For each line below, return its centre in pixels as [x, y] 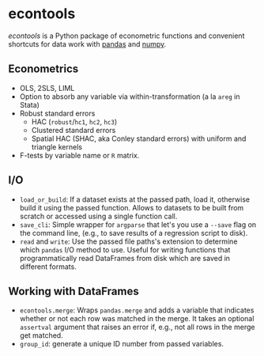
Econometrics [43, 69]
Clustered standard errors [74, 130]
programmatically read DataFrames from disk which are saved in [125, 258]
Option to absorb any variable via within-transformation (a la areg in [130, 97]
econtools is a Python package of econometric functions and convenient [126, 36]
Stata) [29, 104]
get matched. [41, 335]
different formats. [48, 267]
